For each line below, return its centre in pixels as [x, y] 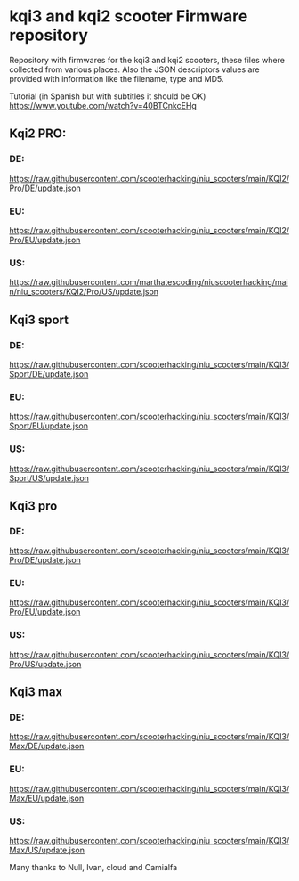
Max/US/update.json [47, 850]
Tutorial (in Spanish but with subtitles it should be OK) [108, 96]
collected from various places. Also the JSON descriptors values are [134, 69]
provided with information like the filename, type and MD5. [117, 78]
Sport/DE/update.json [49, 374]
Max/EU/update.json [47, 798]
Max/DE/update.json [47, 746]
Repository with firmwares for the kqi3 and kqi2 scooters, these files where [147, 60]
